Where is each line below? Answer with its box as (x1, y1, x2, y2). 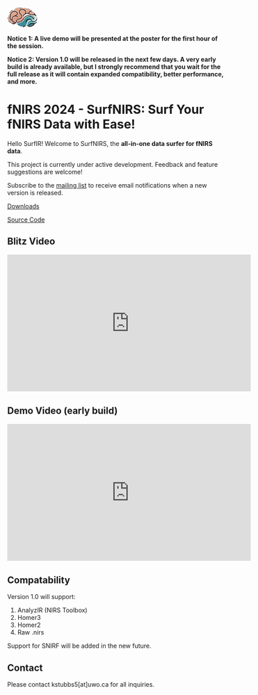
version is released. (7, 188, 64, 197)
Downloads (7, 202, 40, 210)
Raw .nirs (17, 628, 45, 637)
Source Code (7, 215, 45, 224)
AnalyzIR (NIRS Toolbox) (17, 606, 88, 614)
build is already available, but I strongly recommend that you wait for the (7, 63, 221, 71)
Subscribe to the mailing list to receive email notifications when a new (7, 181, 207, 189)
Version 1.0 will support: (7, 593, 76, 601)
